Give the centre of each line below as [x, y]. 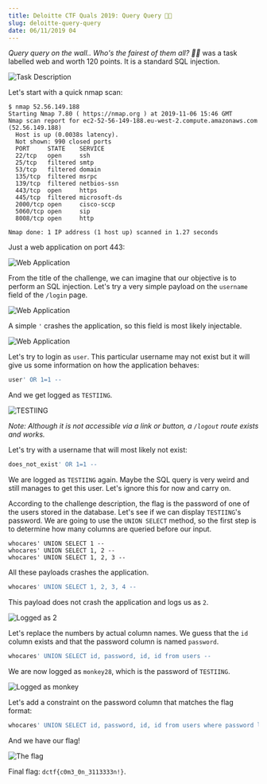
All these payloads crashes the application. [79, 572]
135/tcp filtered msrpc [56, 177]
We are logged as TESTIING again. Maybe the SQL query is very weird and [129, 480]
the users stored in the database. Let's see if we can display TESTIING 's [125, 512]
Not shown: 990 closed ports [64, 142]
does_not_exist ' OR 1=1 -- [53, 465]
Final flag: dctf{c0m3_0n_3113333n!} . [67, 771]
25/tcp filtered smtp [54, 163]
